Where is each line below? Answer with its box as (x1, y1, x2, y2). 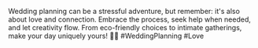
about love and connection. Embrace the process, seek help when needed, (8, 15, 252, 24)
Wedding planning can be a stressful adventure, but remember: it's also (8, 7, 240, 15)
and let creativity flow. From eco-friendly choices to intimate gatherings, (8, 23, 242, 32)
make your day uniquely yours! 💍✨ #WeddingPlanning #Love (8, 31, 205, 40)
